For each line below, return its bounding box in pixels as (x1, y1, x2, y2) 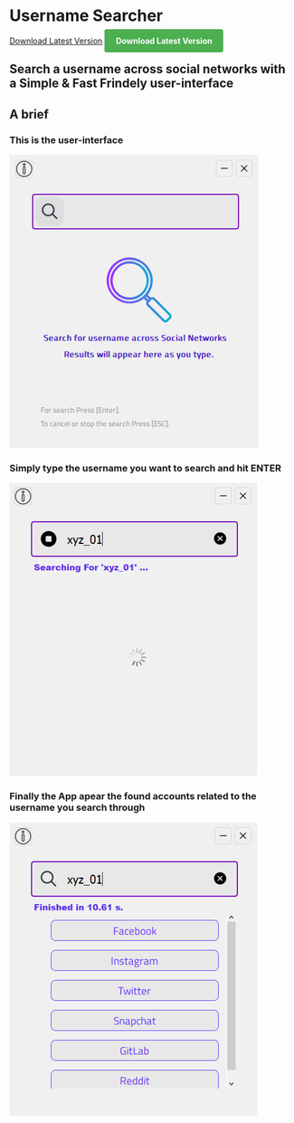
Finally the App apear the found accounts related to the (9, 790, 257, 803)
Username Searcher (9, 5, 164, 26)
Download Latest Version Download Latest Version (9, 35, 213, 46)
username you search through (9, 802, 146, 814)
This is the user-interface (9, 133, 124, 146)
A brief (9, 106, 50, 122)
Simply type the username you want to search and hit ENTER (9, 462, 282, 474)
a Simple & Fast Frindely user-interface (9, 76, 234, 91)
